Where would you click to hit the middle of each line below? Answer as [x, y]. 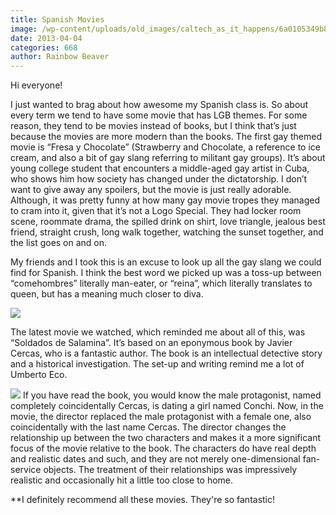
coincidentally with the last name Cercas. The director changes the [148, 427]
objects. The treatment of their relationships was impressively [170, 470]
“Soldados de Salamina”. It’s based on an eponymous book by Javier [151, 343]
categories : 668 [44, 47]
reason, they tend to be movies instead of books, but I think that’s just [153, 126]
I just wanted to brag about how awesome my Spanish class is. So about [159, 105]
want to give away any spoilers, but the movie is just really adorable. [151, 190]
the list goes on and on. [59, 243]
